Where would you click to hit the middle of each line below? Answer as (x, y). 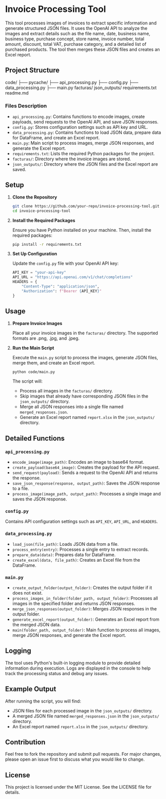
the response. (27, 478)
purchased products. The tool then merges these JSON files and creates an (83, 49)
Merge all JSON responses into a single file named (72, 407)
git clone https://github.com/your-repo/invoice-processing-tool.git (86, 206)
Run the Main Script (33, 348)
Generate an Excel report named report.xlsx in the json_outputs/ (87, 417)
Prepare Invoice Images (37, 323)
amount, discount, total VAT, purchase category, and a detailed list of (76, 44)
